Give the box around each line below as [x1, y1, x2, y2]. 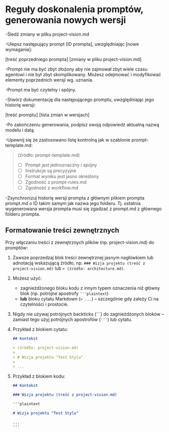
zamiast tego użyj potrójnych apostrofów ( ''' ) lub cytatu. [12, 316, 133, 323]
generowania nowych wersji [5, 14, 126, 26]
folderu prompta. [5, 211, 40, 217]
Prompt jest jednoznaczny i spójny [25, 161, 97, 168]
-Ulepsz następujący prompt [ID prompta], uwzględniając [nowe [5, 41, 139, 47]
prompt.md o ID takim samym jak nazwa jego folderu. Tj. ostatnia [5, 201, 141, 207]
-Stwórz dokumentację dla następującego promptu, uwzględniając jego [5, 96, 154, 103]
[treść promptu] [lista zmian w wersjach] [5, 112, 90, 118]
